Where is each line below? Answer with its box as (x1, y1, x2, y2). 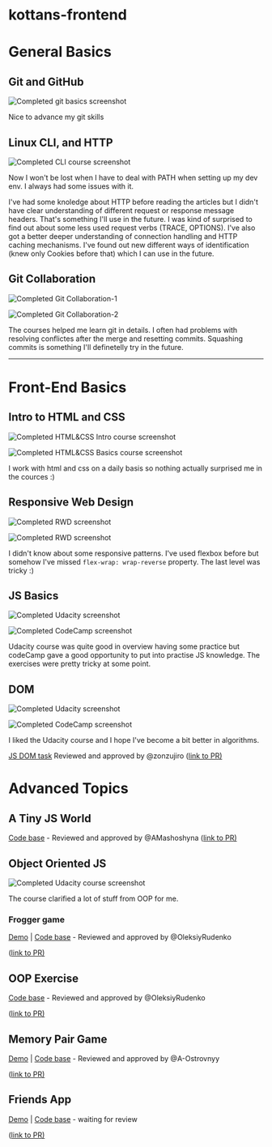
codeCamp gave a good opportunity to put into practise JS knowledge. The (8, 650, 261, 660)
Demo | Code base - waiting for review (8, 1114, 138, 1124)
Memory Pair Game (8, 1032, 108, 1046)
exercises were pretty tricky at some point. (8, 659, 151, 669)
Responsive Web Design (8, 496, 134, 510)
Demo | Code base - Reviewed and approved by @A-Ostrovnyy (8, 1053, 220, 1063)
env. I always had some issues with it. (8, 181, 134, 191)
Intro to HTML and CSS (8, 411, 125, 424)
